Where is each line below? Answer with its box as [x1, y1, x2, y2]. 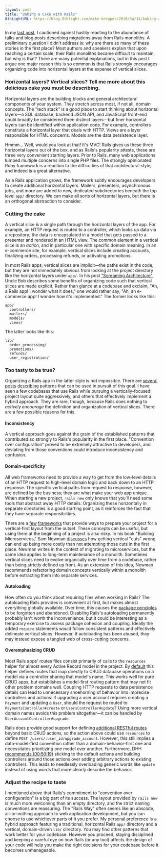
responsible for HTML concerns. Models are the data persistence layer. [5, 132, 148, 138]
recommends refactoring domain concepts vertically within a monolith [5, 567, 146, 573]
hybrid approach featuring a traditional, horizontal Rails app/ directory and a [5, 821, 158, 827]
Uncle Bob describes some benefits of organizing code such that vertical [5, 278, 152, 283]
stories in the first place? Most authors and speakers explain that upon [5, 45, 147, 51]
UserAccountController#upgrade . [5, 715, 70, 721]
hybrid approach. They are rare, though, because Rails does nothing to [5, 399, 147, 404]
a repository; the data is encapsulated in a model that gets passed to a [5, 231, 147, 238]
